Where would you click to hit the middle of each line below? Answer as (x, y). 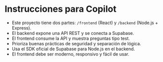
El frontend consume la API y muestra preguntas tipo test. (71, 38)
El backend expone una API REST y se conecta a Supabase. (73, 33)
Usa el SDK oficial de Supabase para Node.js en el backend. (73, 49)
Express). (22, 28)
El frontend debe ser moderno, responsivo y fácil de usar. (71, 54)
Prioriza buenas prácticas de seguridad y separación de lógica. (77, 43)
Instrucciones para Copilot (61, 9)
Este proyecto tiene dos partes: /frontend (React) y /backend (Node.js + (85, 23)
